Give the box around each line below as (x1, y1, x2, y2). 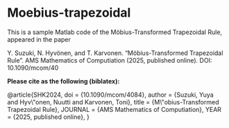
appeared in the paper (7, 35, 71, 43)
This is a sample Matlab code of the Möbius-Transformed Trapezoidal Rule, (7, 28, 223, 36)
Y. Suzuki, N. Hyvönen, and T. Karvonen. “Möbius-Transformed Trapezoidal (7, 49, 223, 57)
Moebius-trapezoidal (7, 5, 131, 21)
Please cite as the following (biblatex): (7, 77, 120, 85)
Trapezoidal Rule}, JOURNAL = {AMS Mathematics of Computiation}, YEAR (7, 105, 222, 113)
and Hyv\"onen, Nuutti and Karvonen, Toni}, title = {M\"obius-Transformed (7, 97, 220, 106)
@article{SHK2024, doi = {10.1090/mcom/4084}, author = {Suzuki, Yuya (7, 90, 214, 99)
